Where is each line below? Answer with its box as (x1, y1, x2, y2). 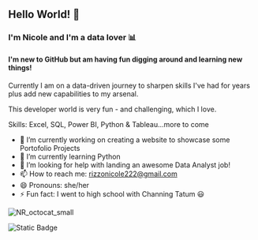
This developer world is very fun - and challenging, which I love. (8, 104, 217, 114)
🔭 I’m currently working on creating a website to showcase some (19, 135, 230, 144)
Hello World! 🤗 (8, 8, 80, 21)
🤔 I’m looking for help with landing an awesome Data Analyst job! (19, 159, 231, 170)
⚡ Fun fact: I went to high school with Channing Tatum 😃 (19, 189, 205, 198)
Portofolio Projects (19, 143, 80, 152)
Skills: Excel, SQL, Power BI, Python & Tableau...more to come (8, 119, 209, 129)
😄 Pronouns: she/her (19, 180, 89, 189)
